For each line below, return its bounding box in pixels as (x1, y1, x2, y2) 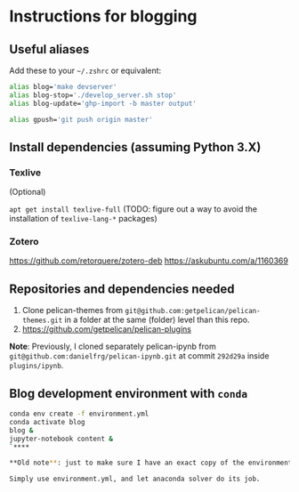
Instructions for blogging (9, 6, 198, 27)
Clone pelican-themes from (21, 305, 124, 316)
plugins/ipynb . (9, 360, 64, 371)
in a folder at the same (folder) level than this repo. (64, 314, 250, 326)
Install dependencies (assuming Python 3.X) (9, 140, 262, 155)
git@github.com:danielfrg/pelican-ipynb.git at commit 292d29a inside (9, 351, 270, 361)
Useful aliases (9, 42, 90, 57)
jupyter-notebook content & (9, 434, 114, 443)
